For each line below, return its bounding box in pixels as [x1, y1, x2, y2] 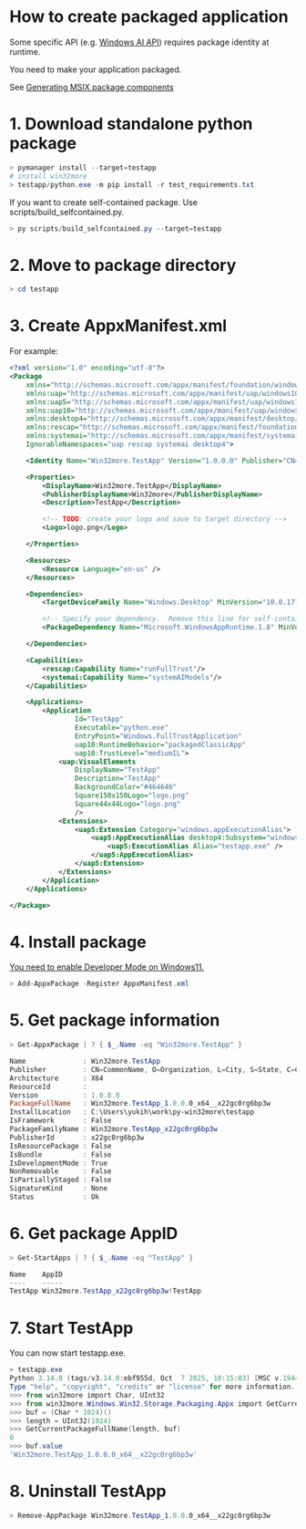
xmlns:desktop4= [25, 414, 88, 423]
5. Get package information [9, 1010, 220, 1031]
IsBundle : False [9, 1149, 112, 1160]
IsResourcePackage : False [9, 1141, 112, 1150]
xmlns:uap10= [25, 406, 76, 415]
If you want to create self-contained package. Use [9, 196, 199, 207]
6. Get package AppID [9, 1223, 178, 1244]
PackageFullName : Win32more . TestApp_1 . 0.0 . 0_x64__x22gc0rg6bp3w [9, 1099, 271, 1108]
